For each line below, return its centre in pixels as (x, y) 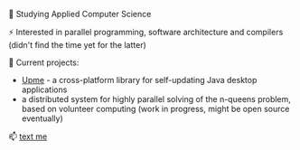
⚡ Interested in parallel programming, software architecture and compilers (146, 32)
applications (44, 89)
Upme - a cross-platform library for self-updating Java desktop (139, 80)
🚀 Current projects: (44, 62)
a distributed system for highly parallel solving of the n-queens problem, (156, 99)
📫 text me (28, 136)
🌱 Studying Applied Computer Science (80, 14)
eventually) (42, 118)
